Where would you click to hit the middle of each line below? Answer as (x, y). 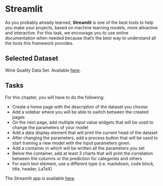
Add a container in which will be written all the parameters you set (78, 148)
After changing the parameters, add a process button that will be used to (85, 138)
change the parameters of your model (50, 127)
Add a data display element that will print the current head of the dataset (85, 132)
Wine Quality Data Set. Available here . (43, 70)
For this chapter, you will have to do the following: (55, 97)
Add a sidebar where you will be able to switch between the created (80, 112)
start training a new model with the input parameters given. (71, 143)
